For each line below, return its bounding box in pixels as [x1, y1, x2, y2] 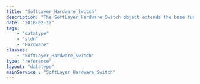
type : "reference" [6, 58, 52, 64]
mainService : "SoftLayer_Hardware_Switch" [6, 69, 116, 75]
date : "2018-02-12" [6, 20, 55, 25]
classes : [6, 47, 28, 53]
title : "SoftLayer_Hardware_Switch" [6, 8, 97, 15]
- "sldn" [17, 36, 39, 42]
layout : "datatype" [6, 63, 55, 70]
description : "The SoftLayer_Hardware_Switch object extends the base [6, 14, 185, 20]
